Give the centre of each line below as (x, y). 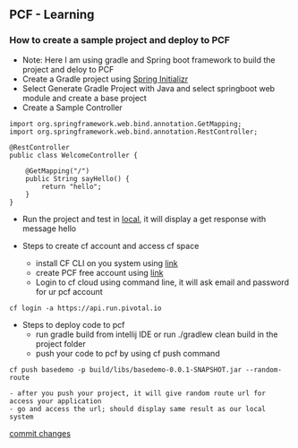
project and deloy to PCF (68, 69)
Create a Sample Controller (72, 108)
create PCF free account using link (99, 272)
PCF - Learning (52, 15)
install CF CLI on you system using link (107, 263)
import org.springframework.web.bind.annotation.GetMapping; (126, 124)
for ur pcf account (69, 291)
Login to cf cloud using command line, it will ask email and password (162, 282)
